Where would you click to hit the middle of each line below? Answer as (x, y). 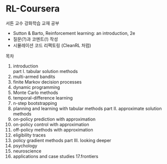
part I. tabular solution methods (45, 71)
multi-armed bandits (34, 76)
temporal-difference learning (43, 97)
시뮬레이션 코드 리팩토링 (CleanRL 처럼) (52, 45)
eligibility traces (29, 135)
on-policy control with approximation (51, 124)
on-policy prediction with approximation (54, 119)
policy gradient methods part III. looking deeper (62, 140)
